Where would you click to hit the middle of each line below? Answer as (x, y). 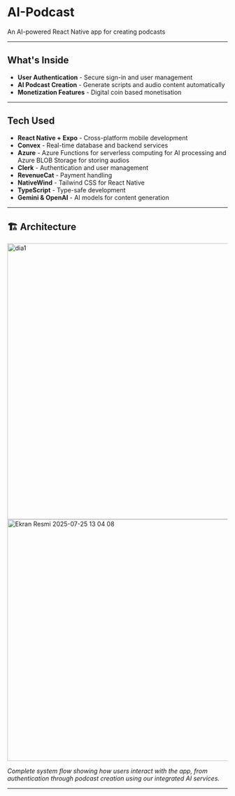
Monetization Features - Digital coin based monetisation (99, 92)
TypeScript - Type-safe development (71, 190)
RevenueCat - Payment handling (65, 175)
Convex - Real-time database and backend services (93, 145)
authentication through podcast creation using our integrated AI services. (114, 778)
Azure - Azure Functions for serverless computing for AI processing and (122, 152)
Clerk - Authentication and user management (83, 167)
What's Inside (38, 60)
